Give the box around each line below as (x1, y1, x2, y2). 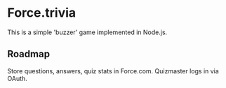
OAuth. (7, 74, 28, 82)
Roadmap (7, 48, 51, 60)
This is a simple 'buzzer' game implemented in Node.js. (7, 28, 168, 36)
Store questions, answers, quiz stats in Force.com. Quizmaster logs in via (7, 66, 219, 75)
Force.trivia (7, 5, 77, 21)
